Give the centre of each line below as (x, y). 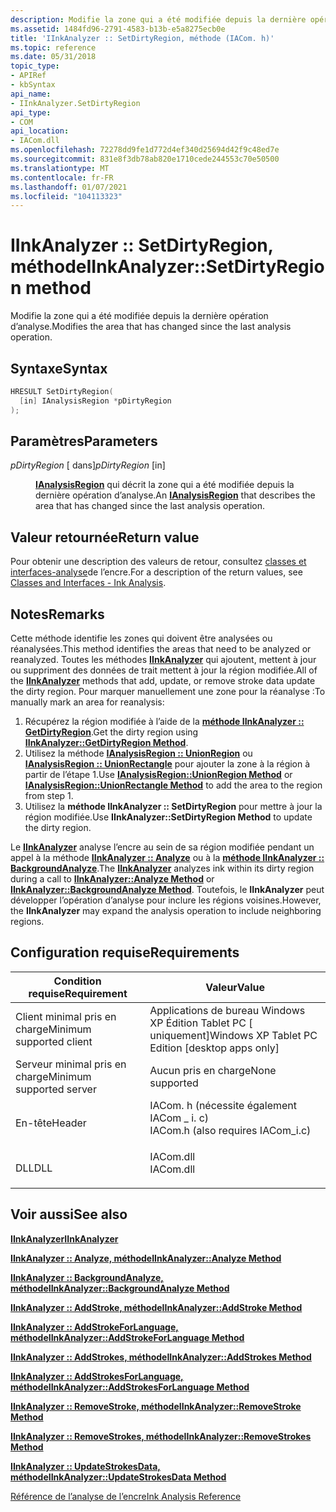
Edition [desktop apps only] (214, 1048)
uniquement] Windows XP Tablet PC (233, 1035)
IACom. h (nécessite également (223, 1105)
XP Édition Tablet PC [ (201, 1023)
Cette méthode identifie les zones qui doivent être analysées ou (141, 638)
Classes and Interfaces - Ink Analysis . (88, 583)
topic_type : (35, 66)
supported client (54, 1041)
